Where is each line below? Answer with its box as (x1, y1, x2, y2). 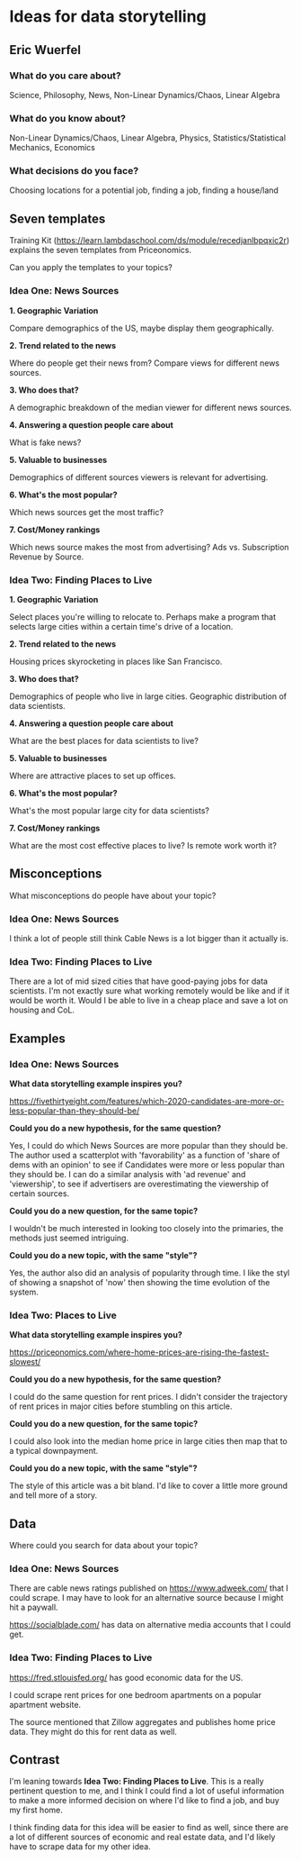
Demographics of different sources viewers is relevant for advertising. (9, 471, 269, 483)
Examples (9, 1030, 66, 1046)
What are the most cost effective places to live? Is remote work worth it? (9, 840, 277, 850)
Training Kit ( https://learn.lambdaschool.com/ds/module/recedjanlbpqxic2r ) (9, 235, 290, 246)
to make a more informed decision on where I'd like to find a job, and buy (9, 1795, 280, 1806)
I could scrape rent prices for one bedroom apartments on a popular (9, 1689, 262, 1700)
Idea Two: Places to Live (9, 1309, 117, 1321)
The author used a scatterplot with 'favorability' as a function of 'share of (9, 1149, 280, 1160)
